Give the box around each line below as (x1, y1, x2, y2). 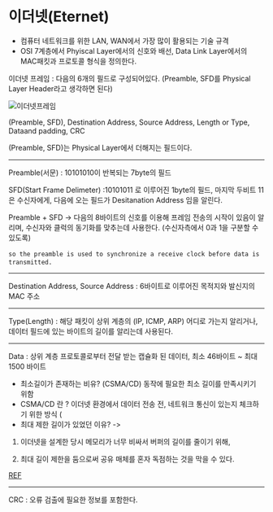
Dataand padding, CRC (8, 125, 85, 135)
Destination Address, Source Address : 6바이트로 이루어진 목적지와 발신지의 (8, 281, 256, 291)
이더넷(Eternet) (8, 7, 110, 26)
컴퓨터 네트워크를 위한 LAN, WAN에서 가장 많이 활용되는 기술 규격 (19, 36, 229, 46)
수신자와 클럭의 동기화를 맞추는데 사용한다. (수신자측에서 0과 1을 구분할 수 (25, 222, 259, 232)
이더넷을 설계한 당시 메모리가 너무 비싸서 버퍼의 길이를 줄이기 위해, (19, 436, 231, 446)
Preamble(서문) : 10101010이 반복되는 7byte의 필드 (8, 168, 172, 177)
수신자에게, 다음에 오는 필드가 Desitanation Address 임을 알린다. (16, 195, 223, 204)
